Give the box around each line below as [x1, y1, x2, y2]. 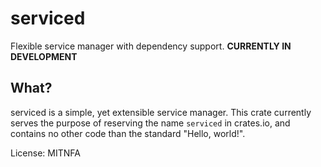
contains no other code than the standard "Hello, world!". [10, 127, 246, 139]
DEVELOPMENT [10, 50, 78, 62]
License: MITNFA [10, 147, 81, 159]
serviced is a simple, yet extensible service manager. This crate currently [10, 106, 312, 118]
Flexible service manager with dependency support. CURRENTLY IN [10, 40, 292, 52]
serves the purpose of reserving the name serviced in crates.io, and [10, 117, 291, 129]
